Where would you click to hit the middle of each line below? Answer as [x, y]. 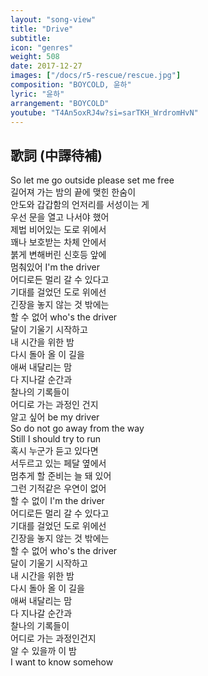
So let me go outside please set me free [92, 180]
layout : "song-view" [53, 19]
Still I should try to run [56, 439]
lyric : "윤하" [37, 94]
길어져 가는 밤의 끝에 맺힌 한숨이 [73, 192]
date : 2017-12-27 [46, 66]
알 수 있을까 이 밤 [43, 651]
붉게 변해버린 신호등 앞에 [58, 255]
